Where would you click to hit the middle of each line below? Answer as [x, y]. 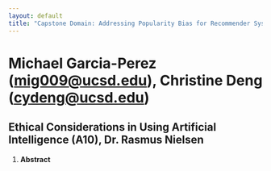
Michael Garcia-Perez [83, 63]
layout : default [35, 16]
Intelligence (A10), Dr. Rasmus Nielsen [106, 140]
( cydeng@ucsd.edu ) [79, 97]
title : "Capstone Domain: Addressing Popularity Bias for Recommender [129, 23]
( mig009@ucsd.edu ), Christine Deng [135, 80]
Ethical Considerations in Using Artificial [112, 127]
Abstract [35, 159]
